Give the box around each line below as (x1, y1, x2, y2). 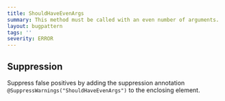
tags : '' (7, 29, 32, 36)
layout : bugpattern (7, 23, 63, 29)
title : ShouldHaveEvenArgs (7, 10, 84, 17)
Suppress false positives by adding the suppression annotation (7, 78, 185, 87)
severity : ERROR (7, 35, 54, 42)
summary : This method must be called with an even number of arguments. (7, 16, 220, 23)
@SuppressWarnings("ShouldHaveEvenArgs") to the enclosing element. (7, 86, 200, 94)
